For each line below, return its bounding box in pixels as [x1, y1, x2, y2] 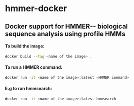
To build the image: [5, 43, 45, 49]
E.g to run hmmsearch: [5, 86, 52, 91]
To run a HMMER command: [5, 64, 63, 70]
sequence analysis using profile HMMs [5, 30, 126, 38]
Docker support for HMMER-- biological [5, 22, 128, 30]
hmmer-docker [5, 3, 67, 14]
